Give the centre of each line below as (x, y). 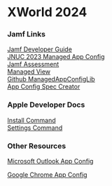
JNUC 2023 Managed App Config (56, 57)
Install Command (31, 120)
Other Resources (37, 146)
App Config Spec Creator (44, 87)
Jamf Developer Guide (40, 49)
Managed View (29, 72)
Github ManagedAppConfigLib (51, 79)
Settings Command (35, 128)
